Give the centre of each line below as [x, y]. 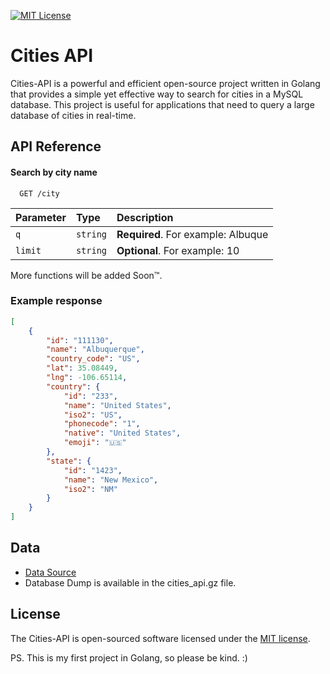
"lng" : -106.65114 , [87, 378]
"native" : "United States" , [122, 433]
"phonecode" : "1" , [102, 424]
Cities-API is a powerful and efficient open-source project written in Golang [165, 83]
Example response [56, 301]
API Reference [56, 146]
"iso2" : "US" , [93, 415]
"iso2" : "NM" [90, 489]
